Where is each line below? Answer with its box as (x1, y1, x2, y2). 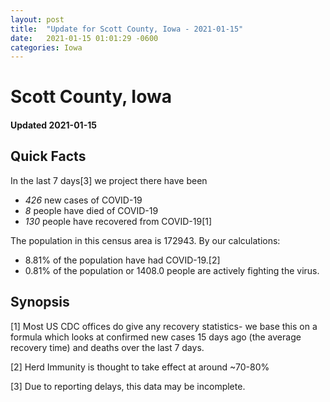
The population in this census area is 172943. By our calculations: (10, 234, 281, 246)
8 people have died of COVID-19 (24, 204, 159, 216)
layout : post (10, 14, 65, 25)
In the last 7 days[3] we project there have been (10, 174, 208, 186)
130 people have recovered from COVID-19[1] (24, 215, 213, 227)
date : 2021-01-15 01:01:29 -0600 (10, 33, 159, 43)
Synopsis (10, 294, 70, 311)
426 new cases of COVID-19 (24, 194, 143, 206)
